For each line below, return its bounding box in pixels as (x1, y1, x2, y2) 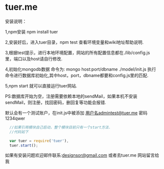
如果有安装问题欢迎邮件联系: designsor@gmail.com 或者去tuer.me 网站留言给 (5, 152, 159, 158)
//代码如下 (9, 129, 29, 134)
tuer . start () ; (9, 143, 38, 148)
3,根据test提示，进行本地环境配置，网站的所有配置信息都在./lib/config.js (5, 50, 150, 56)
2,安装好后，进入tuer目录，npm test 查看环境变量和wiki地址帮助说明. (5, 39, 144, 45)
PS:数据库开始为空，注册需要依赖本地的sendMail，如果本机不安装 (5, 93, 138, 99)
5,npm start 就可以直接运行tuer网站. (5, 83, 77, 88)
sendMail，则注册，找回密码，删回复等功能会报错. (5, 99, 106, 105)
